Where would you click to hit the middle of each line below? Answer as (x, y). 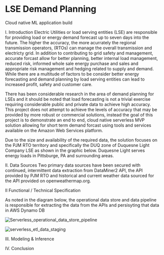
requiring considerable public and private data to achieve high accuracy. (78, 104)
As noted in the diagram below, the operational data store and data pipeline (81, 199)
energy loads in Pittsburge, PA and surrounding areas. (59, 155)
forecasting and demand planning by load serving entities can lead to (75, 79)
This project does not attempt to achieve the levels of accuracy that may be (81, 110)
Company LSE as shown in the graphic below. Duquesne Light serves (75, 150)
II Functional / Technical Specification (43, 190)
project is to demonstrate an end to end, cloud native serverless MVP (75, 120)
